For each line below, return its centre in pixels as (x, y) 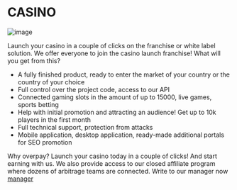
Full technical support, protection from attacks (85, 127)
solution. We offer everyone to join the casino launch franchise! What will (114, 53)
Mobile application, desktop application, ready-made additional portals (121, 135)
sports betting (38, 104)
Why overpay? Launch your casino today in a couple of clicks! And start (112, 156)
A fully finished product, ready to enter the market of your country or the (124, 74)
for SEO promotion (45, 142)
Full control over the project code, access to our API (94, 89)
